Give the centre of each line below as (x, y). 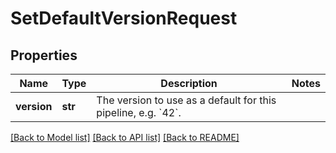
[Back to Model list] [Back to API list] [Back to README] (125, 137)
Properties (44, 55)
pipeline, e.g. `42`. (139, 112)
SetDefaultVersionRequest (124, 18)
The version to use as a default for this (186, 100)
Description (189, 83)
